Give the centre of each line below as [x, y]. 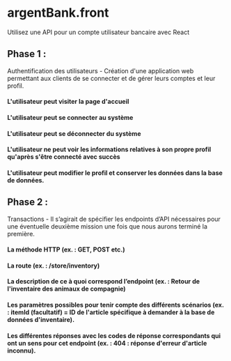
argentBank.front [58, 13]
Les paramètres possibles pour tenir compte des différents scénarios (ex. [115, 305]
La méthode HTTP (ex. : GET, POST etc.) [66, 249]
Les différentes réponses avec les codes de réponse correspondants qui [114, 335]
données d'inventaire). [41, 319]
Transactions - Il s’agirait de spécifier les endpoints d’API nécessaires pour [114, 219]
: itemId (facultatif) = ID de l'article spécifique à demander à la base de [111, 312]
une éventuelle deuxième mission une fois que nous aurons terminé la [107, 226]
